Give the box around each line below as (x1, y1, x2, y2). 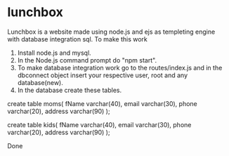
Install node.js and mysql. (17, 48, 91, 57)
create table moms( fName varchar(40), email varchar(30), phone (7, 99, 198, 108)
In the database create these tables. (17, 86, 122, 94)
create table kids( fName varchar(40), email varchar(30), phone (7, 120, 192, 129)
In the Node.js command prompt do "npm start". (17, 56, 157, 64)
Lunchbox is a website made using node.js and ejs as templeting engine (7, 27, 216, 36)
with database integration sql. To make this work (7, 34, 148, 43)
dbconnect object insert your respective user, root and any (17, 71, 188, 79)
